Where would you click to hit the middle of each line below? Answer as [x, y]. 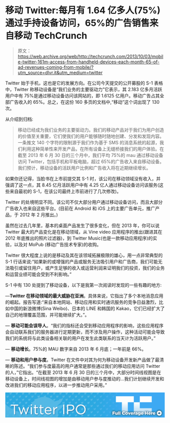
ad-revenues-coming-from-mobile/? [55, 67]
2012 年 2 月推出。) [39, 215]
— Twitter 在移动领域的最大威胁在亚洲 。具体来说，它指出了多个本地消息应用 [84, 296]
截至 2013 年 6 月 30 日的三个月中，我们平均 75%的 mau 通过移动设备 [90, 155]
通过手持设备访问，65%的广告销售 [78, 23]
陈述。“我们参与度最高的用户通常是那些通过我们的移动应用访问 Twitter [87, 366]
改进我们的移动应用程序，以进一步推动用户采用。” [56, 385]
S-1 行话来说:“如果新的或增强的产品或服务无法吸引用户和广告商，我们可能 [82, 261]
